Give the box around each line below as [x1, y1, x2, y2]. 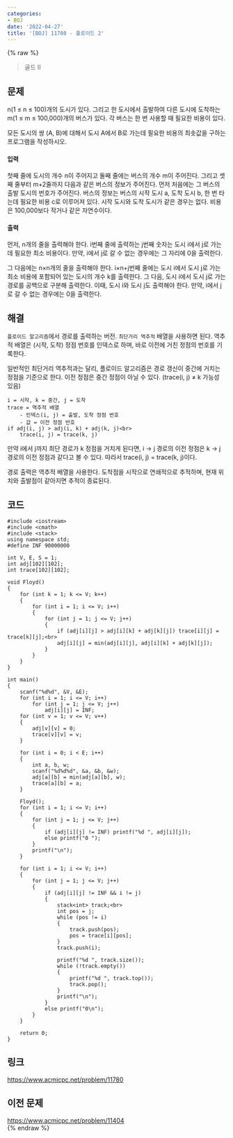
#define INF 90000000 [7, 543, 70, 549]
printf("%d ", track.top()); [69, 975, 154, 982]
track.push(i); [56, 944, 101, 951]
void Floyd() [7, 579, 45, 586]
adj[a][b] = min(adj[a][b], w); [32, 774, 127, 781]
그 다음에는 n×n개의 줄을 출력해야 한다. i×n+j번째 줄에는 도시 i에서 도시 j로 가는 [7, 264, 221, 272]
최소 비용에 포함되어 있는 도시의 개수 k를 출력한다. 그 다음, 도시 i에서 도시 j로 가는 [7, 272, 226, 281]
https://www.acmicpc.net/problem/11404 [7, 1116, 124, 1125]
